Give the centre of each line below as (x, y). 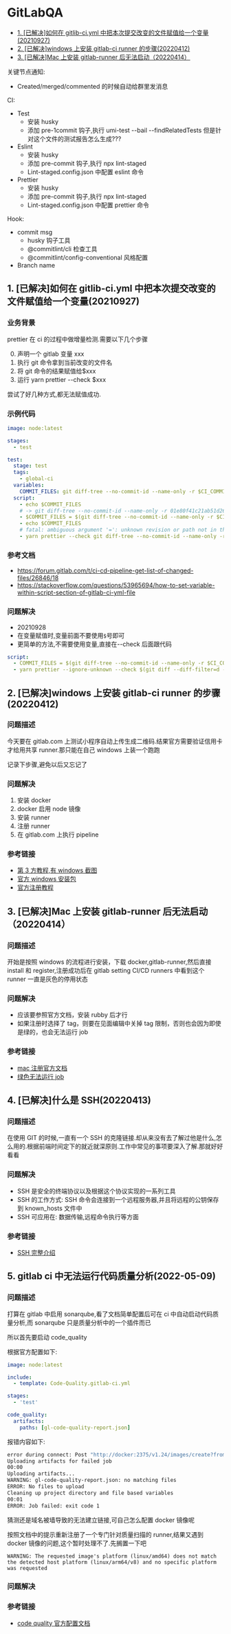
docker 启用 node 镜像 (49, 809)
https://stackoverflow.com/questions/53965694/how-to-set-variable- (116, 585)
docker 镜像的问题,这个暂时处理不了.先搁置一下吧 (77, 1543)
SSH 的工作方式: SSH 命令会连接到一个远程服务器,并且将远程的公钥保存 (118, 1199)
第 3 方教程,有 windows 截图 (57, 870)
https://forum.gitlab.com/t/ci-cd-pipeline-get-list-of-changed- (105, 571)
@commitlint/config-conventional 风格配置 (88, 257)
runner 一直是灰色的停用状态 (47, 979)
